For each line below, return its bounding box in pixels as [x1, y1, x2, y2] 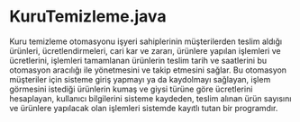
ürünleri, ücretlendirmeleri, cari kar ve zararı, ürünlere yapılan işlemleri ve [9, 45, 281, 56]
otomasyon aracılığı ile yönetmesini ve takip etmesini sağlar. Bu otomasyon [9, 65, 286, 75]
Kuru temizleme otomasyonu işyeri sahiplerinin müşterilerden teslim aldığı [9, 36, 282, 47]
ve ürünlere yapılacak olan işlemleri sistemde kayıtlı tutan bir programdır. [9, 102, 278, 113]
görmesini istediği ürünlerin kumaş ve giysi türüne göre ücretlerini [9, 83, 253, 94]
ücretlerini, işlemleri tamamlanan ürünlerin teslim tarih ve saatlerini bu [9, 55, 268, 65]
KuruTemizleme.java [9, 6, 167, 27]
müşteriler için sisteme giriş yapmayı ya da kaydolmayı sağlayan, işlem [9, 74, 271, 84]
